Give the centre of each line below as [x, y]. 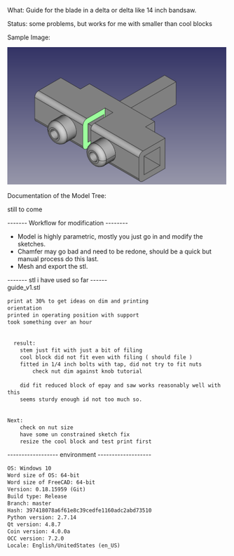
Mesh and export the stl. [53, 266]
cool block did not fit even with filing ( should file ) [106, 357]
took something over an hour [50, 322]
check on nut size [47, 428]
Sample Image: [29, 37]
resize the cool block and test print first [86, 442]
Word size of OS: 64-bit [43, 475]
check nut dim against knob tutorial [87, 371]
